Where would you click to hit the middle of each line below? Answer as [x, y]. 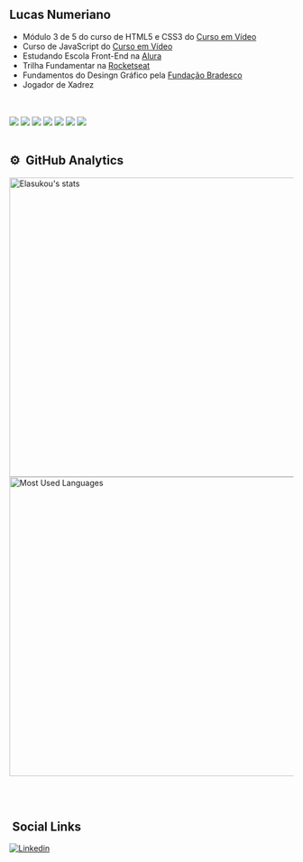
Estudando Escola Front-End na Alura [92, 56]
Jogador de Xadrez [58, 84]
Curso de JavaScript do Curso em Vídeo [97, 46]
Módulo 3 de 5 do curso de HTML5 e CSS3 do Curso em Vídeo [139, 36]
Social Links [47, 827]
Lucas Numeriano [60, 15]
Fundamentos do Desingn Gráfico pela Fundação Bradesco [132, 75]
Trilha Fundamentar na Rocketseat [86, 65]
